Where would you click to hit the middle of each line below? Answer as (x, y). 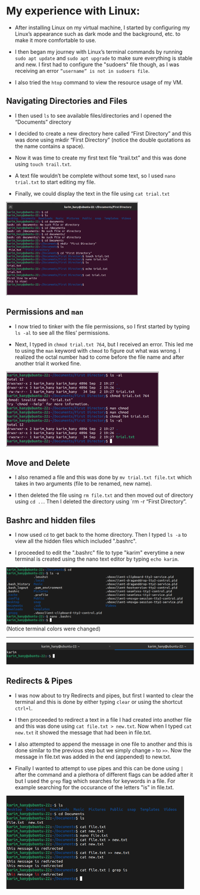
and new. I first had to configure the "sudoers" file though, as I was (97, 64)
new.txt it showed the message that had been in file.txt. (83, 732)
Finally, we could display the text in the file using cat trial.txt (92, 193)
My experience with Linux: (73, 11)
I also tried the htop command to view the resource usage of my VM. (99, 82)
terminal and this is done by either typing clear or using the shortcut (99, 702)
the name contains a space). (50, 146)
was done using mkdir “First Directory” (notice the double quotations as (103, 140)
